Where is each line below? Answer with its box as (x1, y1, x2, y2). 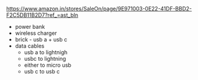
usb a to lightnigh (24, 49, 68, 56)
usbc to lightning (24, 55, 67, 62)
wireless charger (15, 29, 58, 37)
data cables (15, 42, 45, 49)
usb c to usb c (24, 68, 60, 75)
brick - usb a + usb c (15, 36, 68, 43)
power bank (15, 23, 45, 30)
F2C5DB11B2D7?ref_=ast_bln (6, 11, 79, 19)
